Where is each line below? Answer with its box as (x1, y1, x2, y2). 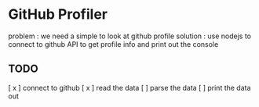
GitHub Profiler (8, 5, 108, 23)
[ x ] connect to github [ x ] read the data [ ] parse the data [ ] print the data (8, 83, 251, 92)
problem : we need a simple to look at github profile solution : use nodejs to (8, 31, 251, 41)
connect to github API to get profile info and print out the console (8, 39, 219, 48)
